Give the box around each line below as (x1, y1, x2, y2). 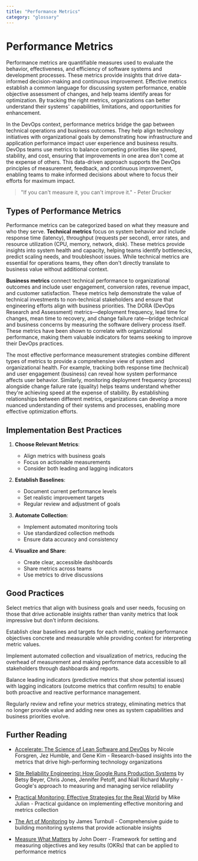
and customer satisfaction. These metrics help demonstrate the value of (6, 290, 182, 297)
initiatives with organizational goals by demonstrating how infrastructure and (6, 134, 193, 141)
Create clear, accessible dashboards (23, 559, 113, 566)
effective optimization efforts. (6, 408, 78, 415)
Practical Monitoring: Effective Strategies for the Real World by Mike (14, 794, 180, 801)
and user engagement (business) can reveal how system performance (6, 370, 177, 377)
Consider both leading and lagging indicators (23, 465, 134, 472)
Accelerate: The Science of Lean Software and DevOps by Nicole (14, 746, 174, 753)
